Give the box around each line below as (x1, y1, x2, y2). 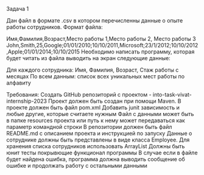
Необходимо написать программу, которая (81, 48, 195, 55)
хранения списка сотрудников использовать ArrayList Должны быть (6, 143, 185, 149)
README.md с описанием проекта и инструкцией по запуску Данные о (6, 130, 192, 137)
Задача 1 (6, 5, 29, 12)
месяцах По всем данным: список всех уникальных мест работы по (6, 73, 185, 80)
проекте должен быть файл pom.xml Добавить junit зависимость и (6, 104, 180, 111)
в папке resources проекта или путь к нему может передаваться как (6, 117, 186, 124)
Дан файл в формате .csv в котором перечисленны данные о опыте (6, 17, 183, 24)
